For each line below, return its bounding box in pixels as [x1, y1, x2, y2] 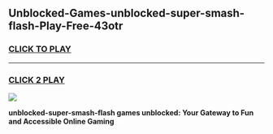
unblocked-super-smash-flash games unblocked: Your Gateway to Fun [8, 107, 254, 117]
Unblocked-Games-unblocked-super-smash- [8, 6, 245, 20]
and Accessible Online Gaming [8, 116, 115, 126]
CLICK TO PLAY [8, 44, 71, 55]
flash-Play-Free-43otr [8, 19, 123, 33]
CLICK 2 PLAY [8, 74, 65, 85]
